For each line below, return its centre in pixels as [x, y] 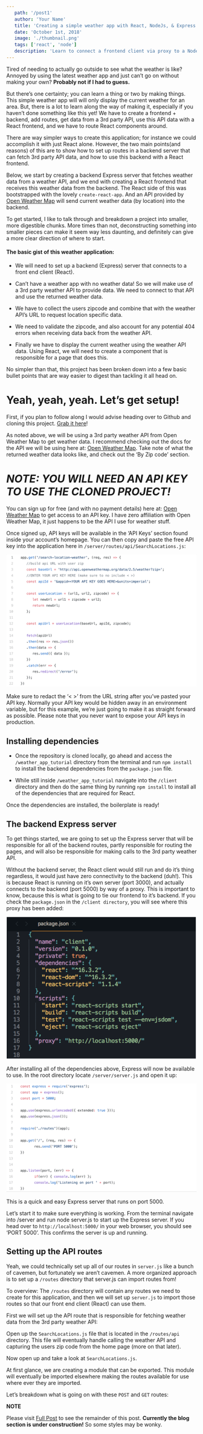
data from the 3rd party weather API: [52, 1322]
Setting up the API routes [54, 1251]
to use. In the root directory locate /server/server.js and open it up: [92, 1075]
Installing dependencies [53, 741]
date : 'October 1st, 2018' [48, 32]
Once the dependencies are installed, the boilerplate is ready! [83, 805]
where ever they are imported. [44, 1383]
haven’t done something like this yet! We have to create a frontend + [91, 113]
